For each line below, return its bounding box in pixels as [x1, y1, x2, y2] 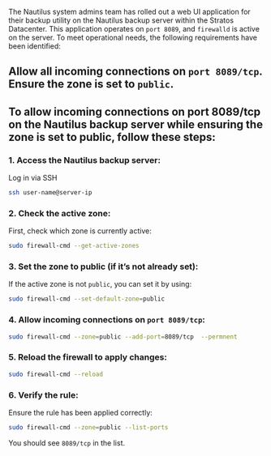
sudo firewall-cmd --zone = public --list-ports [8, 423, 169, 432]
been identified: [8, 41, 61, 51]
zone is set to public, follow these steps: [8, 130, 217, 144]
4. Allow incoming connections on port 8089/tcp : [8, 314, 205, 326]
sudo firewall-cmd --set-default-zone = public [8, 295, 165, 303]
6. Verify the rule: [8, 389, 79, 400]
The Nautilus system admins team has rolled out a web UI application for [8, 7, 252, 16]
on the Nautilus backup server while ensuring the [8, 117, 264, 131]
